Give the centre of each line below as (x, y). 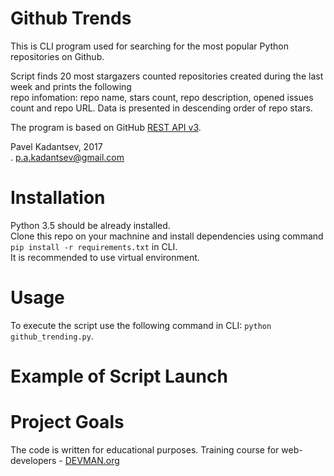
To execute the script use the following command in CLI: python (141, 325)
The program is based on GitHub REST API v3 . (106, 127)
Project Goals (67, 422)
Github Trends (71, 18)
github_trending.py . (52, 336)
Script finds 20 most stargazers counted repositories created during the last (167, 76)
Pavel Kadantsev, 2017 (56, 146)
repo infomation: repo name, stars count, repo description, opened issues (162, 97)
